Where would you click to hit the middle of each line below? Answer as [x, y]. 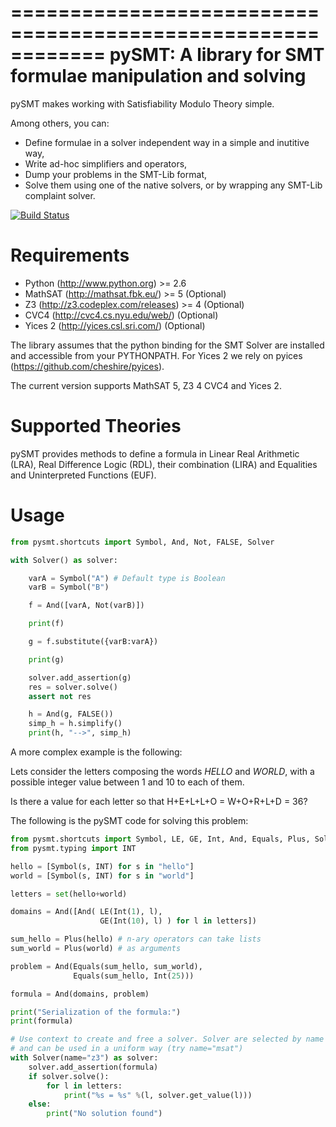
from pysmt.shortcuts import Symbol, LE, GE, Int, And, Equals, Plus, [160, 839]
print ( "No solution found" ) [104, 1114]
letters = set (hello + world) [69, 894]
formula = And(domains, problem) [80, 994]
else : [40, 1104]
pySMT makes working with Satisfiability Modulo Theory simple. [142, 103]
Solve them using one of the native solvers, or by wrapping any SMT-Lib [173, 185]
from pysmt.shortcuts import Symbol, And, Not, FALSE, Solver [142, 542]
